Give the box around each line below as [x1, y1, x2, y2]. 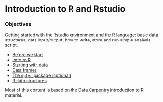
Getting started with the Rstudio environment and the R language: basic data [5, 32, 158, 38]
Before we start [12, 52, 43, 58]
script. [5, 42, 18, 48]
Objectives [5, 21, 32, 28]
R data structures [12, 78, 47, 83]
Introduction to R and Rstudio [5, 3, 126, 15]
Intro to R [12, 57, 31, 63]
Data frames [12, 67, 37, 73]
